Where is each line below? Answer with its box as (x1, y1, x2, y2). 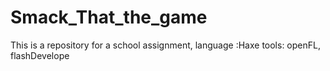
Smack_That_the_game (10, 6, 208, 29)
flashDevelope (10, 49, 70, 61)
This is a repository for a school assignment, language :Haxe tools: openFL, (10, 39, 321, 51)
